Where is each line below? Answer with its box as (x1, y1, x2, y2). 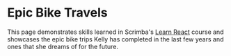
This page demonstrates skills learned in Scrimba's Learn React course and (7, 28, 224, 36)
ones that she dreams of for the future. (7, 42, 118, 50)
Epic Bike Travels (7, 5, 108, 21)
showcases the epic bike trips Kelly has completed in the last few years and (7, 35, 224, 43)
